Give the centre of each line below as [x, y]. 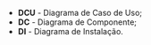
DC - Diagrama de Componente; [77, 22]
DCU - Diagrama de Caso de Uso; [80, 13]
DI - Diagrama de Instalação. [70, 31]
